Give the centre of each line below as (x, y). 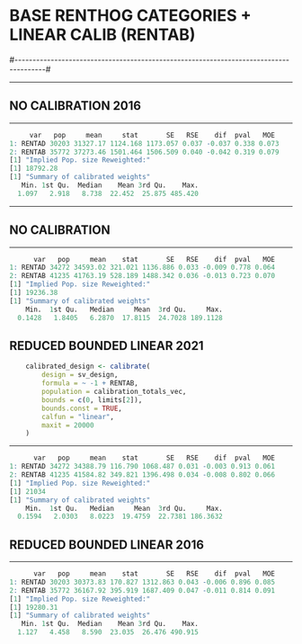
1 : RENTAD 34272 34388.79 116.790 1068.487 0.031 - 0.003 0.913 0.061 (142, 467)
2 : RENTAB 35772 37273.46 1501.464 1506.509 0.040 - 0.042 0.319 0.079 (144, 152)
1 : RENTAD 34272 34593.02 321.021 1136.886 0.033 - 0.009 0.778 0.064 (142, 268)
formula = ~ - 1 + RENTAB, (90, 383)
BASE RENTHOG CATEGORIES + (130, 16)
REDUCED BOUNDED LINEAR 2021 (107, 346)
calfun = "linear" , (78, 416)
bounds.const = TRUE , (82, 408)
